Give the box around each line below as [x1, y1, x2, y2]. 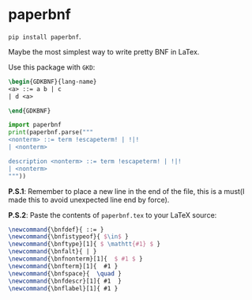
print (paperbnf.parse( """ [8, 128, 93, 136]
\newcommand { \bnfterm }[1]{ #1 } [8, 262, 118, 270]
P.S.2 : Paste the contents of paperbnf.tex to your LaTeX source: [8, 210, 217, 219]
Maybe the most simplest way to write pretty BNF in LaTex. [8, 47, 200, 56]
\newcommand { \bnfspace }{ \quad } [8, 269, 122, 278]
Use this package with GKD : [8, 62, 96, 72]
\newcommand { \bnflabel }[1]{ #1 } [8, 284, 118, 292]
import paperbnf [8, 121, 62, 129]
